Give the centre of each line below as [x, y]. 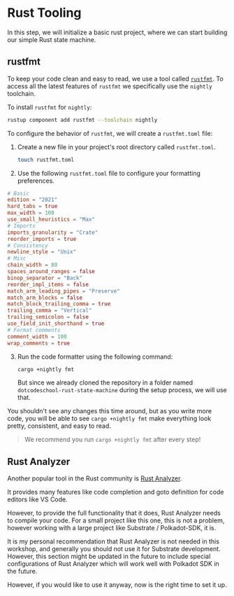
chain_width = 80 [32, 265]
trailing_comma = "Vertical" [50, 311]
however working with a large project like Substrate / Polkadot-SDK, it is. [112, 528]
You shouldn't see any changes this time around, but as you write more [109, 411]
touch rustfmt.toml [46, 160]
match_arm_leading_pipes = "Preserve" [64, 291]
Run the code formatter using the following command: [95, 356]
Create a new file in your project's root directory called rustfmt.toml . [116, 147]
